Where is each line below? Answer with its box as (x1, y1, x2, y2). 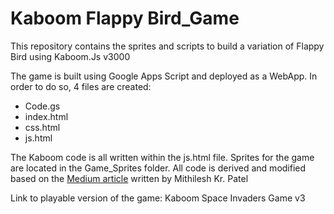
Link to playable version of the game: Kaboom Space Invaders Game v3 (10, 192, 306, 204)
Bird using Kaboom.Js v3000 (10, 50, 131, 62)
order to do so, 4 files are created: (10, 80, 152, 92)
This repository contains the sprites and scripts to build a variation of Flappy (10, 40, 325, 52)
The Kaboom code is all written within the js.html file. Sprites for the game (10, 151, 315, 163)
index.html (24, 110, 69, 122)
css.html (24, 121, 61, 133)
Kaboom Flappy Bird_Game (10, 7, 240, 30)
